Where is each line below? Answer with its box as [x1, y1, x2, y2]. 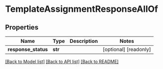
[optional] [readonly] [102, 46, 151, 53]
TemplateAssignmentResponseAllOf [5, 3, 159, 15]
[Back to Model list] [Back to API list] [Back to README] [5, 59, 119, 65]
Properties [5, 23, 39, 32]
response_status [7, 46, 48, 53]
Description [69, 38, 98, 44]
